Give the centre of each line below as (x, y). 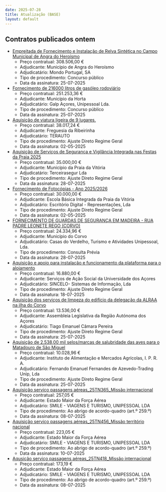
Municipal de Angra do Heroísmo (46, 57)
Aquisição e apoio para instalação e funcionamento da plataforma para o (86, 263)
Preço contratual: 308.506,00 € (52, 62)
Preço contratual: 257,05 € (47, 395)
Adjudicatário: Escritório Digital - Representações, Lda (75, 205)
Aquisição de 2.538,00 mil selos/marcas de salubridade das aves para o (86, 342)
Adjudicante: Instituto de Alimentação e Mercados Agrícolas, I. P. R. (88, 358)
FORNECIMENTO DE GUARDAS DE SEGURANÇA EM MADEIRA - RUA (83, 221)
